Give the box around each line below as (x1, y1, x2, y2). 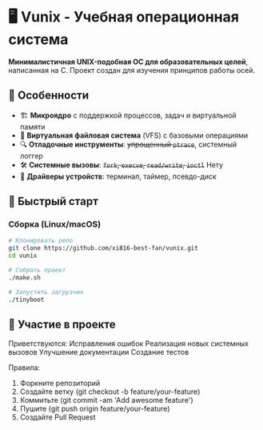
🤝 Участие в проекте (8, 317, 116, 331)
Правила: (8, 363, 41, 372)
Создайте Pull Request (19, 412, 96, 422)
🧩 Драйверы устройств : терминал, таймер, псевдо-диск (19, 171, 217, 181)
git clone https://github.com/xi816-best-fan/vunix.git (8, 244, 198, 252)
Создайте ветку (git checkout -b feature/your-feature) (19, 387, 201, 396)
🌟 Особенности (8, 89, 90, 102)
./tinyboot (8, 295, 45, 303)
